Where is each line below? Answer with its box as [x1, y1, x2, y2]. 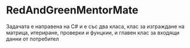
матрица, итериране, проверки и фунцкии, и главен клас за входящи [6, 29, 180, 36]
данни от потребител [6, 35, 59, 42]
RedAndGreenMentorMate [6, 4, 139, 17]
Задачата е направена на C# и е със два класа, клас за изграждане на [6, 23, 185, 30]
